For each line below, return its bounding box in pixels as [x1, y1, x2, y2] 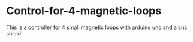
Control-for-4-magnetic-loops [6, 4, 162, 18]
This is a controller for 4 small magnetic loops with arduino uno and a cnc [6, 24, 188, 31]
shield [6, 30, 22, 37]
